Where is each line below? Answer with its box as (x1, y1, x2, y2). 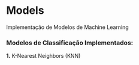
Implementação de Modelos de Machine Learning (6, 23, 129, 31)
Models (6, 4, 44, 17)
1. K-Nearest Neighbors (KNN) (6, 52, 81, 60)
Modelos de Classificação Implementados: (6, 39, 134, 47)
